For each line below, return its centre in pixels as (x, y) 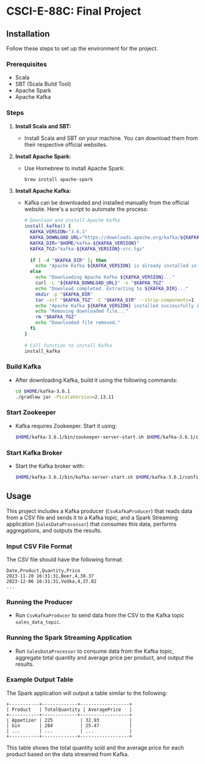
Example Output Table (40, 680)
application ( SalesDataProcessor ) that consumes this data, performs (92, 524)
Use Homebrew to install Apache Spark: (74, 168)
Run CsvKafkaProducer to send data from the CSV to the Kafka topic (100, 616)
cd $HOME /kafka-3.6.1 (42, 391)
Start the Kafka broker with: (50, 466)
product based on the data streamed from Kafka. (68, 754)
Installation (28, 34)
